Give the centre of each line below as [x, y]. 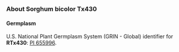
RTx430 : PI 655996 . [32, 43]
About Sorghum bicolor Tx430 [52, 9]
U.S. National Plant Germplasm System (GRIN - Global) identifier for [90, 36]
